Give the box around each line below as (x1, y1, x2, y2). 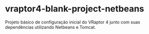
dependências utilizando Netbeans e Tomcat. (5, 24, 96, 30)
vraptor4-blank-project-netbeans (5, 3, 145, 14)
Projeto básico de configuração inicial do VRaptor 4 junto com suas (5, 19, 140, 25)
